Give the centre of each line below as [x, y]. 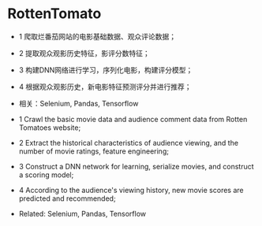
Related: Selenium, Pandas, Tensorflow [82, 213]
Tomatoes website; [50, 128]
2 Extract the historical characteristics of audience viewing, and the [128, 143]
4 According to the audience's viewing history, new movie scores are [131, 190]
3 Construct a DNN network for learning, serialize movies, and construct [136, 166]
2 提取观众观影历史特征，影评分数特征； [84, 53]
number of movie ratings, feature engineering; [94, 151]
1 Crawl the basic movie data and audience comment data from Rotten [133, 119]
